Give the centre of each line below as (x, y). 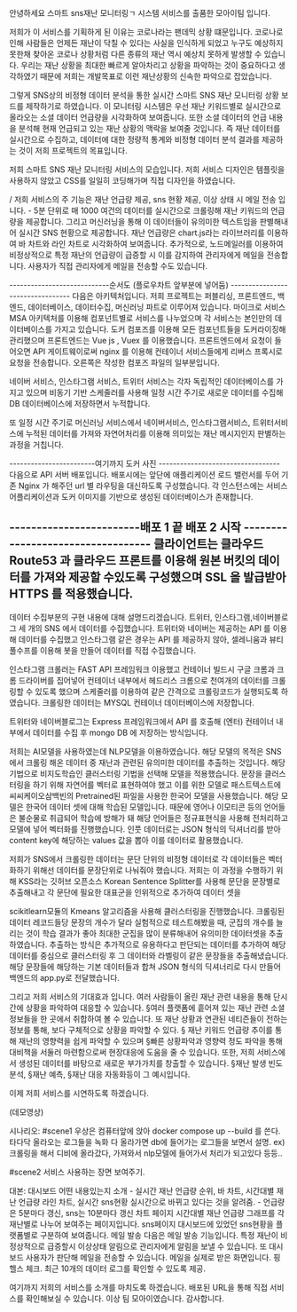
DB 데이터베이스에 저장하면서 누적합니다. (80, 403)
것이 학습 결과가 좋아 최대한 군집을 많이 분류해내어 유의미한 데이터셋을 (146, 933)
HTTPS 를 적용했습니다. (71, 594)
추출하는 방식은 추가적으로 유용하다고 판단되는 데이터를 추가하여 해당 (168, 944)
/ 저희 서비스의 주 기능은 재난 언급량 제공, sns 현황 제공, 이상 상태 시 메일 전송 (143, 199)
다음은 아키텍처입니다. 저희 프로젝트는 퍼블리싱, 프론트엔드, (174, 296)
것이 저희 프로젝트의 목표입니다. (73, 150)
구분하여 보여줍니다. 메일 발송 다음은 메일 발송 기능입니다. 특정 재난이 (159, 1235)
